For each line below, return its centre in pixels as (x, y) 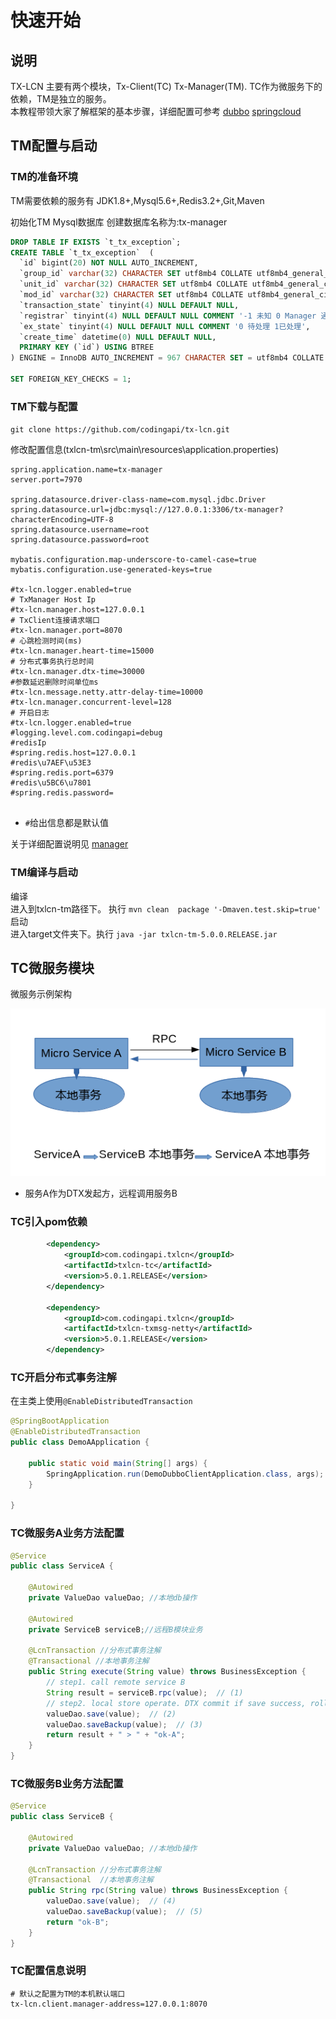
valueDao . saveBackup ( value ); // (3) (124, 1724)
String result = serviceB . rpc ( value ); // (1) (145, 1692)
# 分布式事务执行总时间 (52, 662)
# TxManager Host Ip (53, 600)
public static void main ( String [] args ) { (118, 1463)
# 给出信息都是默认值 (66, 823)
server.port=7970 (46, 480)
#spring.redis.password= (62, 793)
